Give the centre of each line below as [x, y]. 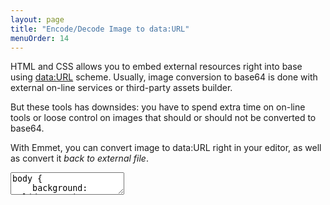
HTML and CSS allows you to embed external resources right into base [156, 67]
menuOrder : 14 [40, 38]
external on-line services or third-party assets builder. [121, 88]
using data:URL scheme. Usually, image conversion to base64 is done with [164, 77]
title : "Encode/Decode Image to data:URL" [100, 29]
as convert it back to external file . [79, 158]
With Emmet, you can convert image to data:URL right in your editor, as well [166, 148]
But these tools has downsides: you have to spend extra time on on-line [158, 107]
